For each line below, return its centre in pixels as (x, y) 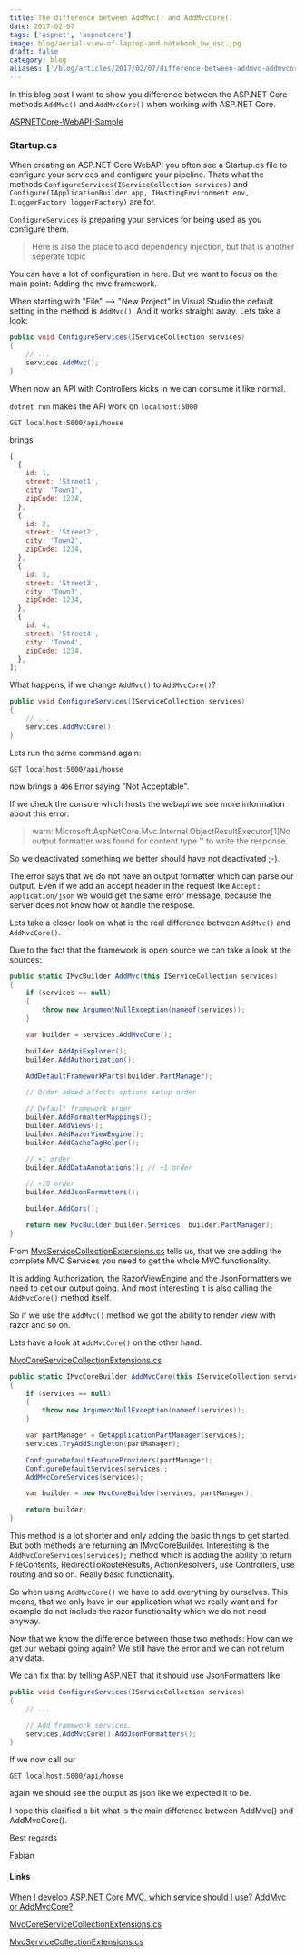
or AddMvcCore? (41, 1906)
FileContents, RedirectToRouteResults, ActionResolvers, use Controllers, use (152, 1565)
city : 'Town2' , (54, 541)
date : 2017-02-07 (42, 26)
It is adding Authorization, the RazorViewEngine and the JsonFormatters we (151, 1278)
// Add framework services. (79, 1725)
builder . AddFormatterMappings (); (89, 1118)
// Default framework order (79, 1109)
